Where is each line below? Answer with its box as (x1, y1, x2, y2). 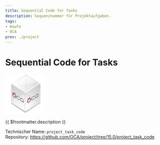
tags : (5, 19, 17, 24)
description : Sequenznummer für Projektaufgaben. (5, 13, 112, 19)
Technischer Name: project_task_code (5, 128, 86, 134)
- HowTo (5, 24, 22, 29)
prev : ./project (5, 35, 39, 40)
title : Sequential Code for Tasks (5, 8, 78, 13)
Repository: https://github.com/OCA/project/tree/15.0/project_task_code (5, 133, 155, 140)
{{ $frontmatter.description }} (5, 118, 66, 125)
